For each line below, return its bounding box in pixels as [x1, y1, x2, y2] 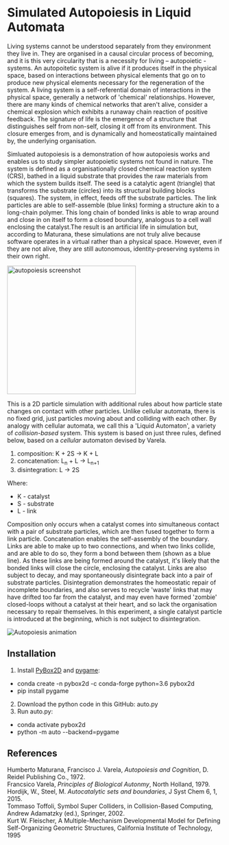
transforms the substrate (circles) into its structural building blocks [7, 186, 195, 195]
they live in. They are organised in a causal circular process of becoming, [7, 49, 214, 58]
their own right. [7, 252, 50, 260]
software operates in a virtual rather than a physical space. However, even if [7, 237, 223, 245]
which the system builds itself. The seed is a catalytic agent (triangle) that [7, 179, 215, 187]
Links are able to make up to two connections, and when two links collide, [7, 541, 216, 550]
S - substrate [16, 499, 55, 508]
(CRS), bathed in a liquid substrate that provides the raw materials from [7, 171, 208, 180]
